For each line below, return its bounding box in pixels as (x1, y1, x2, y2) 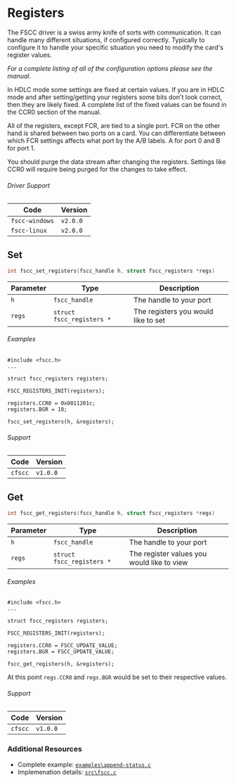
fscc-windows (11, 217, 55, 225)
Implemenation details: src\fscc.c (17, 768, 117, 776)
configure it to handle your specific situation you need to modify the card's (7, 43, 223, 51)
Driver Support (7, 181, 51, 189)
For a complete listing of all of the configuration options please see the (7, 64, 213, 72)
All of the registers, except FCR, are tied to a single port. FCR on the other (7, 121, 221, 129)
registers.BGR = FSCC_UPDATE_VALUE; (7, 649, 114, 656)
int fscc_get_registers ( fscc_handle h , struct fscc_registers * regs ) (7, 510, 216, 517)
